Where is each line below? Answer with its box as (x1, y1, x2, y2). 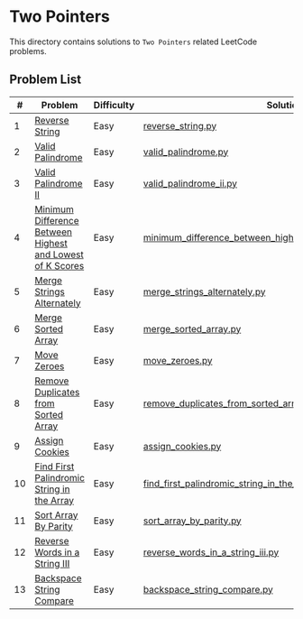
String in (34, 483, 70, 495)
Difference (34, 214, 79, 226)
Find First (34, 460, 75, 473)
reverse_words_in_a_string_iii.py (142, 546, 280, 559)
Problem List (9, 72, 82, 88)
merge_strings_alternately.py (142, 285, 266, 298)
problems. (9, 45, 47, 56)
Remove (34, 374, 69, 387)
